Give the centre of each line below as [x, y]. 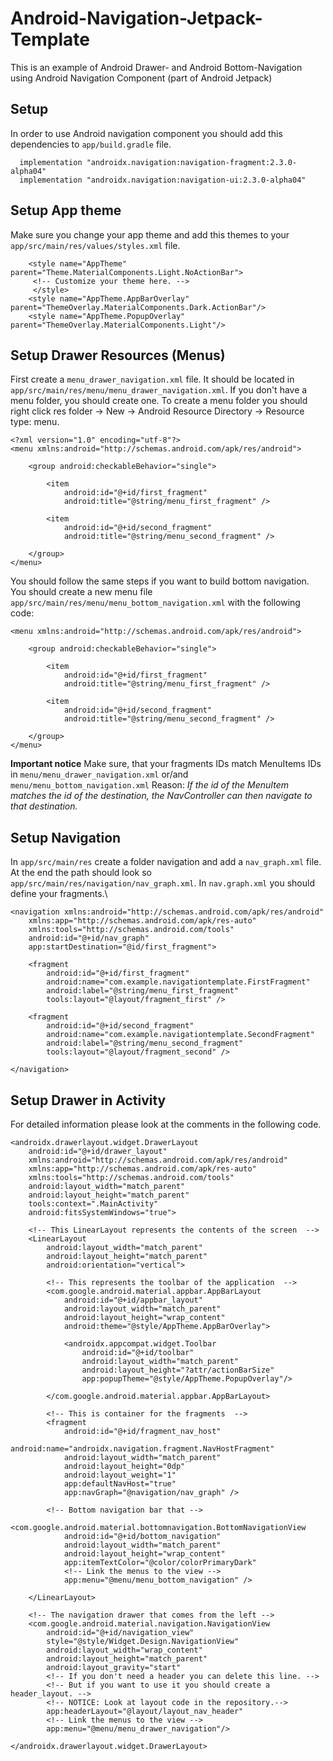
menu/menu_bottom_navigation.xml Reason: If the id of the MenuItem [150, 785]
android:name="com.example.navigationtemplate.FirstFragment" [178, 982]
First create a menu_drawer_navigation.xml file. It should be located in [152, 379]
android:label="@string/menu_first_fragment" [143, 991]
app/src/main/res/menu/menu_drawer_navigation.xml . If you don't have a [159, 390]
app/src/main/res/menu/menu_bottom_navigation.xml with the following [155, 603]
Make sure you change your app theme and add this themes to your [150, 234]
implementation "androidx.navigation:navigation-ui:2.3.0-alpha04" [163, 180]
